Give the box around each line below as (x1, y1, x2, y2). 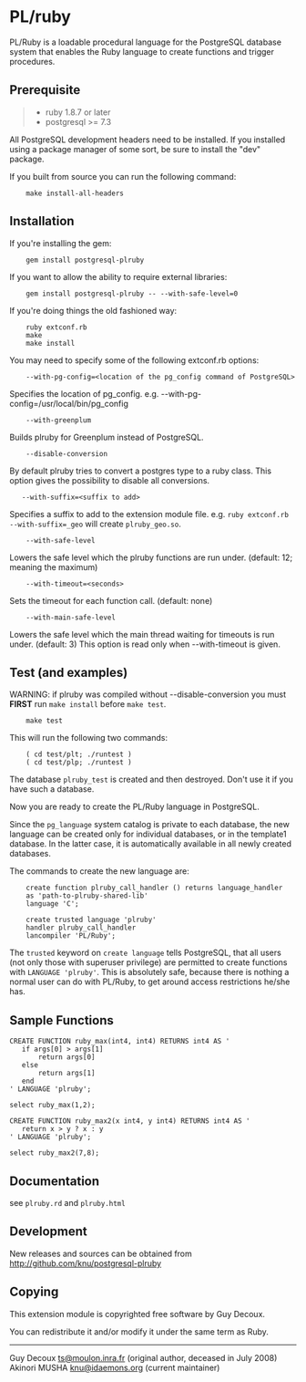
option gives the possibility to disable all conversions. (9, 474, 210, 485)
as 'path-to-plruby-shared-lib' (25, 891, 148, 900)
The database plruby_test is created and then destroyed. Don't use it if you (9, 774, 294, 785)
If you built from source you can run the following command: (9, 171, 237, 182)
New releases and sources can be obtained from (9, 1248, 193, 1259)
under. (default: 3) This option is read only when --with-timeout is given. (9, 639, 280, 649)
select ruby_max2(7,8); (9, 1148, 100, 1158)
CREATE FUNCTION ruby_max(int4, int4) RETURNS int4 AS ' (9, 1037, 230, 1046)
